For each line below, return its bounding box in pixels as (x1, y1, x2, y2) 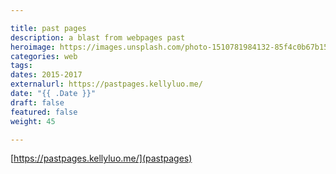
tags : (10, 61, 33, 71)
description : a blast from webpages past (10, 32, 186, 43)
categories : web (10, 51, 78, 61)
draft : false (10, 97, 65, 108)
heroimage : (10, 42, 56, 52)
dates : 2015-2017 (10, 70, 83, 80)
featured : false (10, 107, 78, 117)
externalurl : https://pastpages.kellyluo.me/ (10, 79, 203, 90)
